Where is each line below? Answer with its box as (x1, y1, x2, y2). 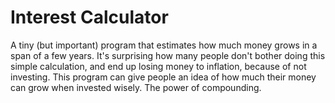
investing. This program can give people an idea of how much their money (10, 71, 317, 83)
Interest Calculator (10, 6, 169, 29)
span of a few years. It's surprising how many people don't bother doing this (10, 49, 326, 61)
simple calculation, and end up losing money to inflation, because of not (10, 60, 307, 72)
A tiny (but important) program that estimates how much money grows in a (10, 39, 318, 51)
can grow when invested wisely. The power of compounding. (10, 81, 262, 93)
